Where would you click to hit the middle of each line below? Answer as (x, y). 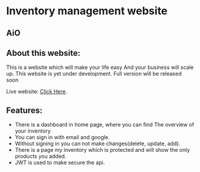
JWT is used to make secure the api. (60, 162)
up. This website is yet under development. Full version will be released (94, 74)
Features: (24, 110)
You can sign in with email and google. (62, 137)
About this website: (43, 53)
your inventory (33, 131)
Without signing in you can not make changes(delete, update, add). (98, 143)
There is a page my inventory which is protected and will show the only (102, 150)
